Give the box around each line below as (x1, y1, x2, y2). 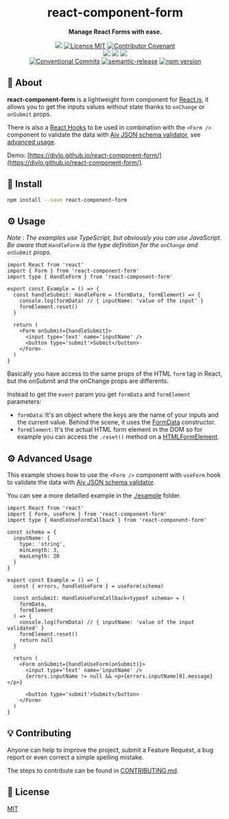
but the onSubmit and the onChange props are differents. (7, 377, 169, 385)
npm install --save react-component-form (7, 196, 128, 203)
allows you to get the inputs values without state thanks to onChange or (7, 102, 205, 111)
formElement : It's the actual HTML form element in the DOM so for (16, 426, 203, 434)
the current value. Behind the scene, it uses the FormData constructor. (16, 418, 216, 426)
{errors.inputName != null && (25, 673, 112, 680)
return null (19, 637, 53, 644)
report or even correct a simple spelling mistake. (7, 753, 144, 761)
